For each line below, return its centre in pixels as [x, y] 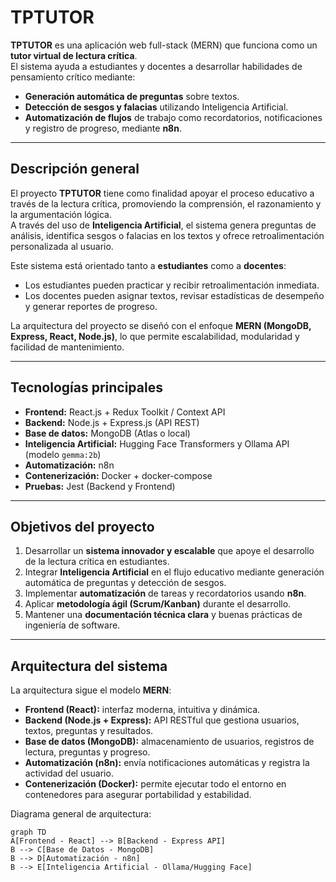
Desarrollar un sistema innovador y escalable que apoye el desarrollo [169, 551]
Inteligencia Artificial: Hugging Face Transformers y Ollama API [157, 443]
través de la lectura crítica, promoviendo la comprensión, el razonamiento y [166, 203]
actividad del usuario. [69, 773]
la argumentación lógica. [61, 214]
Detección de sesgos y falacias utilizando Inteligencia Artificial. [156, 107]
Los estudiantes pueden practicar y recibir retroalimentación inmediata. [172, 285]
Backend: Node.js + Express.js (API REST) [112, 422]
